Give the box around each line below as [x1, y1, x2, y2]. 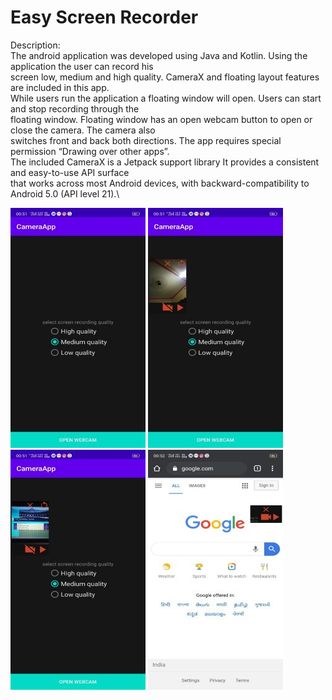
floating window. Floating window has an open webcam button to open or [10, 113, 313, 125]
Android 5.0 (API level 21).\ [10, 187, 120, 200]
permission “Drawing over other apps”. [10, 145, 170, 157]
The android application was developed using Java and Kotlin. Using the [10, 49, 308, 61]
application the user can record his [10, 60, 154, 72]
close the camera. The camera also [10, 124, 156, 136]
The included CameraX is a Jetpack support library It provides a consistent [10, 156, 320, 168]
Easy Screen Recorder [10, 6, 199, 29]
